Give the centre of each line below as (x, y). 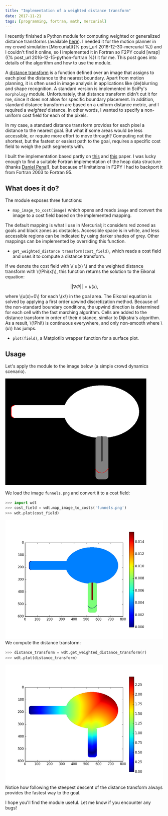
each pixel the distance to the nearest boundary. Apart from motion (75, 78)
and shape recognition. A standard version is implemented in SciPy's (76, 89)
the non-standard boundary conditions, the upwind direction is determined (82, 307)
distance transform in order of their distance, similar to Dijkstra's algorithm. (83, 318)
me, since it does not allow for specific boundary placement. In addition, (80, 99)
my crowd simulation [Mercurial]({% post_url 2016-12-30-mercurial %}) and (83, 47)
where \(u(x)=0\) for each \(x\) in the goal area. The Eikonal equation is (78, 296)
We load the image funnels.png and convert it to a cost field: (68, 493)
